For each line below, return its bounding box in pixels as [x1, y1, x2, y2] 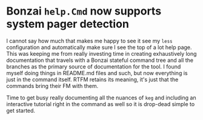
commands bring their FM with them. [6, 82, 99, 89]
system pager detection [6, 17, 129, 31]
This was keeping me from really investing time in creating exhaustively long [6, 50, 197, 57]
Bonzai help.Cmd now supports [6, 4, 162, 18]
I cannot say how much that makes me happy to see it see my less [6, 37, 173, 44]
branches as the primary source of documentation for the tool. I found [6, 62, 181, 70]
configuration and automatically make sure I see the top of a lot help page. [6, 44, 192, 51]
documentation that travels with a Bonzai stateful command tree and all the [6, 56, 194, 64]
